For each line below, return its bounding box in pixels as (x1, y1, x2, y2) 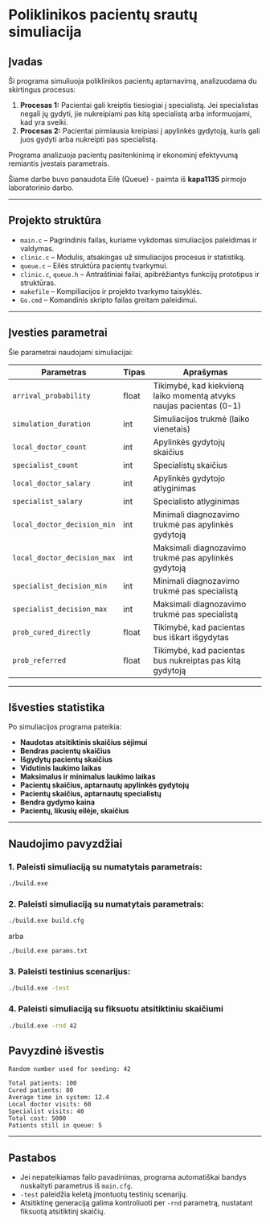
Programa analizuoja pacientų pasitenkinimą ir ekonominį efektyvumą (8, 151, 239, 159)
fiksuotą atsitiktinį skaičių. (19, 1206, 106, 1217)
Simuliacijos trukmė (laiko (153, 413, 250, 424)
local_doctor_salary (12, 478, 91, 488)
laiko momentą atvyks (153, 390, 235, 401)
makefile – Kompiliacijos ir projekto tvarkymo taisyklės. (19, 286, 202, 296)
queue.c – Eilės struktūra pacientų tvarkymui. (19, 260, 169, 271)
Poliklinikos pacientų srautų (8, 6, 198, 24)
